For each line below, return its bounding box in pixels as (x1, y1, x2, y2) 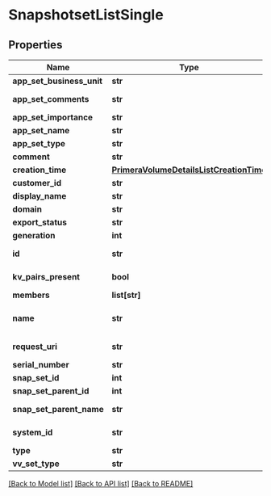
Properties (8, 38, 63, 52)
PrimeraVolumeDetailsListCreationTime (111, 164, 267, 175)
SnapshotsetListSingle (8, 6, 164, 24)
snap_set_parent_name (12, 404, 104, 414)
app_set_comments (12, 94, 90, 104)
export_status (12, 216, 67, 228)
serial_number (12, 359, 70, 370)
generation (12, 230, 56, 241)
